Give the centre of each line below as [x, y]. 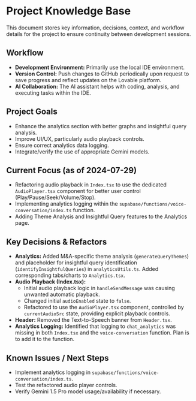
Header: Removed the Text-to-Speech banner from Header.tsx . [93, 320]
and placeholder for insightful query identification [76, 263]
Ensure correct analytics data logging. [62, 145]
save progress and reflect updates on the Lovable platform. [88, 80]
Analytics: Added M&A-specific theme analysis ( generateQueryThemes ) [102, 257]
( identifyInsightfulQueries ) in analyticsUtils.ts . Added [87, 269]
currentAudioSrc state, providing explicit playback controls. [97, 313]
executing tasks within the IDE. [53, 93]
